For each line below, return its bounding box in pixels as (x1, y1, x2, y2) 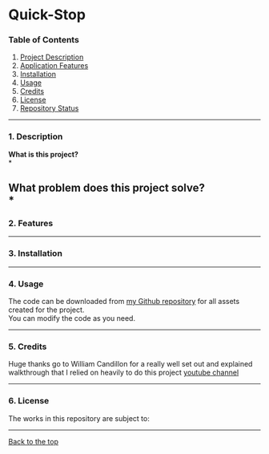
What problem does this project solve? (8, 181, 206, 195)
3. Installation (8, 248, 62, 259)
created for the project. (8, 305, 85, 314)
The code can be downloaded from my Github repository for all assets (8, 297, 240, 306)
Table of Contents (8, 34, 80, 46)
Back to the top (8, 436, 58, 446)
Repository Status (19, 103, 79, 113)
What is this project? (8, 149, 78, 159)
